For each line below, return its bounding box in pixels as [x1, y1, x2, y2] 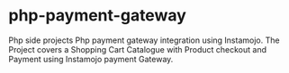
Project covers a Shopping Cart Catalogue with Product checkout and [8, 44, 267, 54]
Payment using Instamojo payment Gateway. [8, 53, 174, 64]
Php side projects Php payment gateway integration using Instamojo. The [8, 35, 280, 45]
